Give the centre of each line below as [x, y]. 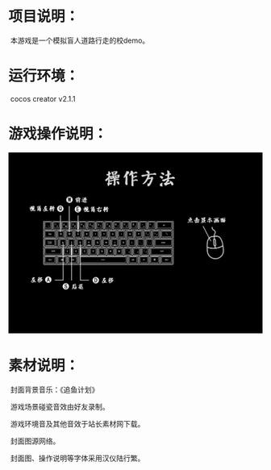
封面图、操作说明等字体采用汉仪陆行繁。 [77, 458]
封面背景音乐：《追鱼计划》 [54, 389]
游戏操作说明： [58, 134]
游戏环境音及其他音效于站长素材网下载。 [77, 423]
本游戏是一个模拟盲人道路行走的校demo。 [80, 40]
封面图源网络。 [35, 441]
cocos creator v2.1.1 [43, 98]
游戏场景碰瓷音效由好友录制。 [60, 406]
